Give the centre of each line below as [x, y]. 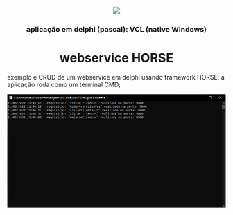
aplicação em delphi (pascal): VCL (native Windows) [116, 29]
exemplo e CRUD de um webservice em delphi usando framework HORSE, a [116, 77]
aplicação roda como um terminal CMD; [64, 84]
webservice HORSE [116, 58]
